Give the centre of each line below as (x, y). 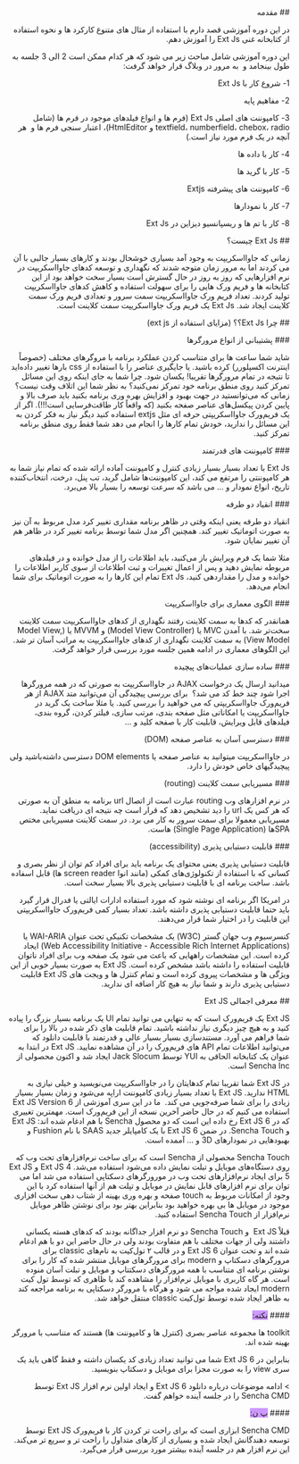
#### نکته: (271, 1315)
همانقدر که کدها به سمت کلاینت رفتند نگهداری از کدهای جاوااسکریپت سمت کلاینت (154, 621)
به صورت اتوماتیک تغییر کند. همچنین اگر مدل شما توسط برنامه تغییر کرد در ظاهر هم (151, 531)
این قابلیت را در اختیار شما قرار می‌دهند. (224, 919)
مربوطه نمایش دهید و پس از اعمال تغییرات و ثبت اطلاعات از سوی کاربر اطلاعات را (152, 567)
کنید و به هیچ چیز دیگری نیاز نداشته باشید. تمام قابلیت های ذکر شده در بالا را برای (157, 1028)
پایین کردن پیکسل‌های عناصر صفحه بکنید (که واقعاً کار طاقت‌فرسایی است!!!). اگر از (152, 405)
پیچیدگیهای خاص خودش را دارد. (238, 766)
